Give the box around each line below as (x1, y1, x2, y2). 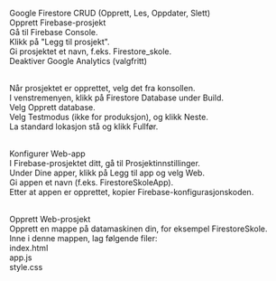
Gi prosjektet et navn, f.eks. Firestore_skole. (9, 46, 172, 57)
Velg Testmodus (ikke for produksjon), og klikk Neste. (9, 112, 209, 122)
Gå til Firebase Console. (9, 27, 98, 37)
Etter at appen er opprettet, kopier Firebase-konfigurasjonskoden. (9, 187, 254, 197)
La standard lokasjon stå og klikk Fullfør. (9, 121, 159, 132)
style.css (9, 262, 43, 272)
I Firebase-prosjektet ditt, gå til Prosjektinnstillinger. (9, 158, 201, 168)
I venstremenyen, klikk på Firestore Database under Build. (9, 92, 224, 103)
